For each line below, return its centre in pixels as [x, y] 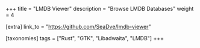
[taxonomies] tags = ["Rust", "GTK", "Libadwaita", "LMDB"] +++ [85, 38]
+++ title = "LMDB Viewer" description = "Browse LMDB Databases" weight [100, 9]
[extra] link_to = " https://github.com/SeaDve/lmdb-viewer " [78, 27]
